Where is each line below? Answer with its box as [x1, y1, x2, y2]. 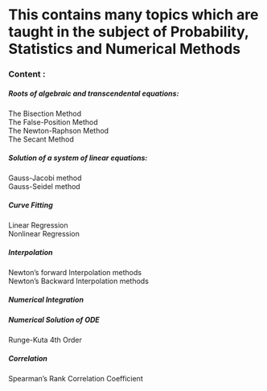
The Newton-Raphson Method [8, 126, 109, 136]
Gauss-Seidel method [8, 182, 80, 191]
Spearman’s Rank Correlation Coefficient [8, 374, 143, 384]
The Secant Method [8, 134, 74, 144]
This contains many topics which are [8, 6, 259, 24]
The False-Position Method [8, 117, 98, 127]
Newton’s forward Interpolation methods [8, 267, 142, 277]
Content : [8, 68, 46, 80]
